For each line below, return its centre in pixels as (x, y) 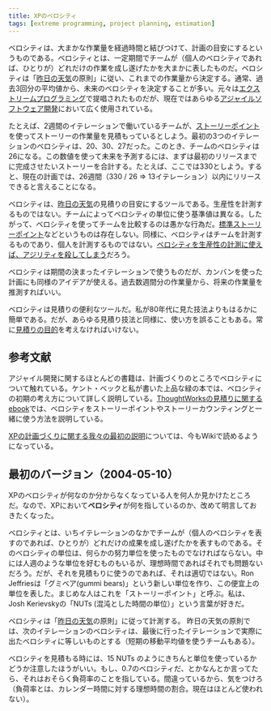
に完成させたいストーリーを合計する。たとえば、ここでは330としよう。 (128, 166)
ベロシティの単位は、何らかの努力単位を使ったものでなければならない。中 (139, 553)
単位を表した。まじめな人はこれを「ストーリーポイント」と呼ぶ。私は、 (129, 593)
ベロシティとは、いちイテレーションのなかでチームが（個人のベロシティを (132, 533)
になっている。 (33, 446)
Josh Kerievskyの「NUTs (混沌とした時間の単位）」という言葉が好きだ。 (129, 604)
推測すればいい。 (37, 292)
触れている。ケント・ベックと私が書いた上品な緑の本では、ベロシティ (146, 388)
